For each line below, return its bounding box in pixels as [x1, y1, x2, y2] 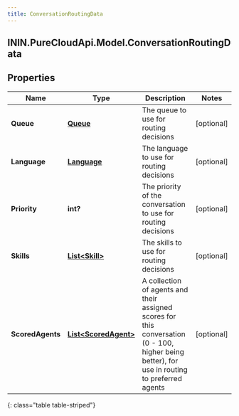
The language [142, 143, 188, 153]
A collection [142, 275, 182, 285]
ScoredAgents [11, 329, 61, 338]
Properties [7, 72, 55, 84]
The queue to [142, 105, 187, 114]
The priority [142, 181, 181, 191]
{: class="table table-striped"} [7, 400, 96, 409]
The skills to [142, 238, 183, 247]
